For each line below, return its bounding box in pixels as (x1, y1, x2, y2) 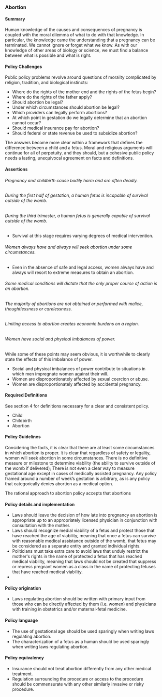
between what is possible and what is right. (5, 52, 92, 58)
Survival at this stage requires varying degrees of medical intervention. (12, 233, 154, 239)
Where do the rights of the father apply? (12, 94, 92, 100)
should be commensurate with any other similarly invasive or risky (12, 681, 144, 687)
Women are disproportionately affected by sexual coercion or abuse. (12, 376, 149, 382)
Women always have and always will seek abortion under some (5, 244, 133, 250)
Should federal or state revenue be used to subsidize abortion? (12, 130, 138, 136)
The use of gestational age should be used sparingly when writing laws (12, 628, 154, 634)
